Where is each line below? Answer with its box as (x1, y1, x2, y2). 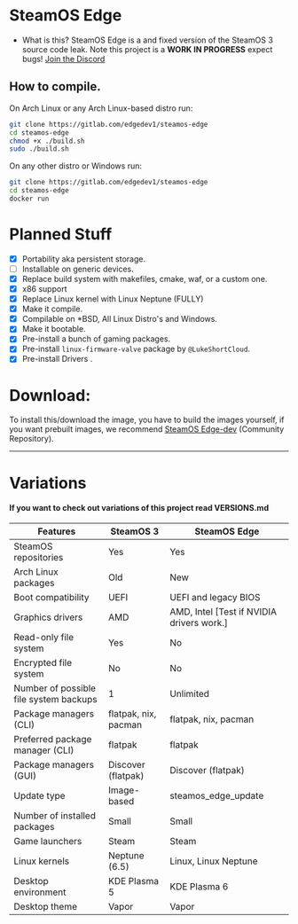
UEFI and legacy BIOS (169, 591, 261, 603)
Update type (13, 789, 66, 802)
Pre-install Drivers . (21, 354, 93, 364)
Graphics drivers (13, 611, 83, 623)
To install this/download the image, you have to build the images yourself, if (9, 414, 285, 426)
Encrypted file (13, 656, 73, 669)
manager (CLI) (13, 744, 74, 756)
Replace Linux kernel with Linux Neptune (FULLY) (21, 294, 204, 304)
